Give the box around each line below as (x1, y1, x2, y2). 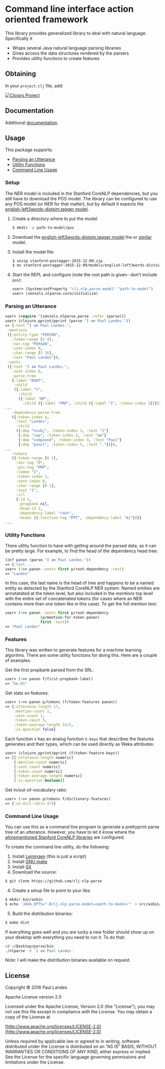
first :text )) (40, 620, 69, 625)
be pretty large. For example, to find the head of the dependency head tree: (5, 548, 158, 554)
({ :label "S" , (14, 387, 43, 392)
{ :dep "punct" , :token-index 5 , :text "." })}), (18, 442, 118, 447)
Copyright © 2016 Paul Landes (5, 984, 67, 990)
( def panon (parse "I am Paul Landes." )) (5, 557, 91, 562)
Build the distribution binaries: (12, 911, 73, 916)
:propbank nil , (18, 502, 50, 506)
